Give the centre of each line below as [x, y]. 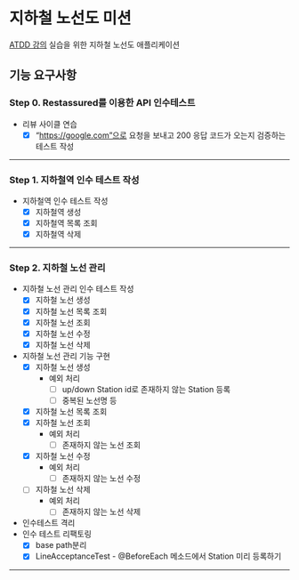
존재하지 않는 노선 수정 [101, 479]
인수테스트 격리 [48, 523]
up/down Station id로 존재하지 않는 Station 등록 [146, 389]
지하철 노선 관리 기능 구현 [66, 356]
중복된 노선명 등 [89, 400]
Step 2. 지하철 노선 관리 [57, 268]
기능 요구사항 [43, 75]
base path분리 [61, 545]
